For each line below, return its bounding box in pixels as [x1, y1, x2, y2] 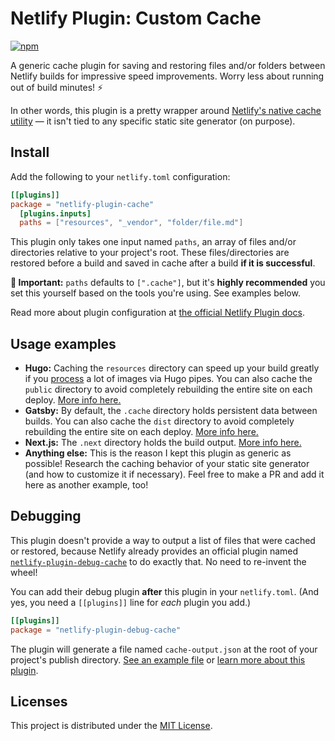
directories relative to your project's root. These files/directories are [10, 247, 290, 259]
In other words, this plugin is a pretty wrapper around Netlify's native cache [10, 104, 322, 116]
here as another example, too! [24, 479, 149, 491]
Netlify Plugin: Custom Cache [10, 7, 262, 30]
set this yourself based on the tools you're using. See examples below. [10, 287, 301, 299]
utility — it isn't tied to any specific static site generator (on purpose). [10, 115, 296, 127]
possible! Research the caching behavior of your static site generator [24, 458, 310, 470]
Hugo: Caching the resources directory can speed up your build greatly [24, 362, 320, 374]
